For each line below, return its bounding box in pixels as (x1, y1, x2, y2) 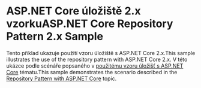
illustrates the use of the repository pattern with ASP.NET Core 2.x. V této (6, 56, 188, 63)
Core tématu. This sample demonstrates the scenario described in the (6, 68, 178, 75)
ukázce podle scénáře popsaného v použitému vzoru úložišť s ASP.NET (6, 62, 184, 69)
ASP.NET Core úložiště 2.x (6, 4, 141, 18)
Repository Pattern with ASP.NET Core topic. (6, 75, 117, 82)
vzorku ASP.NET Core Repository (6, 17, 173, 31)
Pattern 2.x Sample (6, 30, 104, 43)
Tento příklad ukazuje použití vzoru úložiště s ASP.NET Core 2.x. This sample (6, 49, 196, 56)
